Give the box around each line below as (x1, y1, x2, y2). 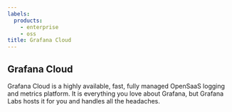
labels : (7, 10, 31, 18)
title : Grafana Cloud (7, 37, 72, 44)
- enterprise (20, 23, 59, 30)
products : (14, 17, 43, 24)
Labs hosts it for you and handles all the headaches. (7, 96, 160, 105)
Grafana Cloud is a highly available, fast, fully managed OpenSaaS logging (7, 82, 226, 90)
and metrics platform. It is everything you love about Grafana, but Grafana (7, 89, 224, 98)
